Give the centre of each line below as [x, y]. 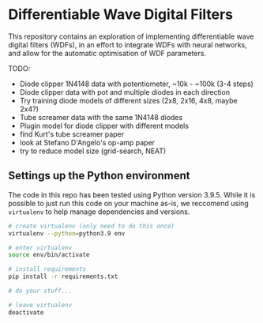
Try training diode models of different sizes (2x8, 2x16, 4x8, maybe [129, 100]
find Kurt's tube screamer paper [72, 134]
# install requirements [47, 269]
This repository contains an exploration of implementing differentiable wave [131, 36]
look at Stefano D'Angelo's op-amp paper [87, 142]
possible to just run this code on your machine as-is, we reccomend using [128, 203]
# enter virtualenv [40, 248]
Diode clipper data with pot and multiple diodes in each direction [125, 92]
